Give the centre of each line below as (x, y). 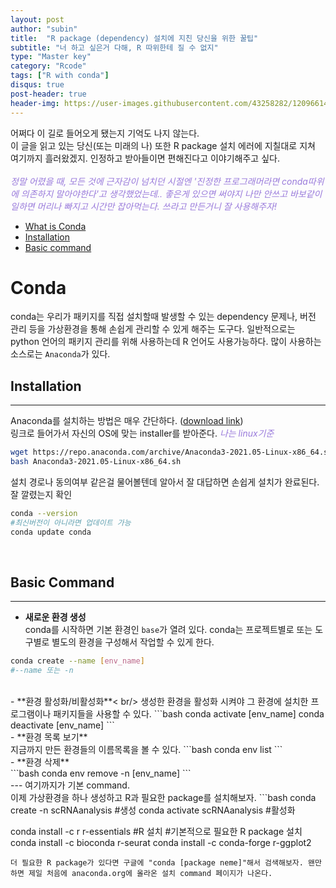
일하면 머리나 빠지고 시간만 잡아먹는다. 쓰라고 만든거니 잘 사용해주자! (143, 206)
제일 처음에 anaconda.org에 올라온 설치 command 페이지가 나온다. (150, 874)
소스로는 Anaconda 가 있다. (60, 354)
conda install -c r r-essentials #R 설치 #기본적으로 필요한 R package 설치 (156, 832)
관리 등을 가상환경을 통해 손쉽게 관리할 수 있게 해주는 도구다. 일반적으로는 (153, 329)
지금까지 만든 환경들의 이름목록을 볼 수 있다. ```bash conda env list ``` (146, 750)
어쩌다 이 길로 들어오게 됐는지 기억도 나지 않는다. (105, 133)
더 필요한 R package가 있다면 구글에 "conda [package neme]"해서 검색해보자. (157, 863)
